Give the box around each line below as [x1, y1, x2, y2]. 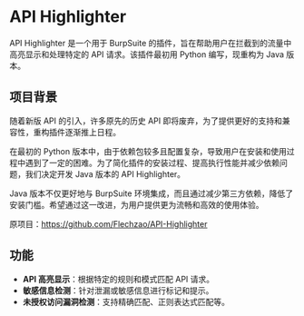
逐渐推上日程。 [64, 126, 121, 137]
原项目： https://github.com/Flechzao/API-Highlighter [9, 218, 208, 229]
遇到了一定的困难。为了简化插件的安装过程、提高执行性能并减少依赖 [25, 157, 279, 168]
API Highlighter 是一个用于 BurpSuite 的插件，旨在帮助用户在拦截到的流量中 [9, 37, 292, 48]
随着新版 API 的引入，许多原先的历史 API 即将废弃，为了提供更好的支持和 [9, 115, 283, 126]
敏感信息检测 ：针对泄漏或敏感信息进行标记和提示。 [22, 284, 214, 296]
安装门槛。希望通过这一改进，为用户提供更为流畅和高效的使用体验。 [9, 199, 264, 210]
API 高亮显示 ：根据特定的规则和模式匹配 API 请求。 [22, 273, 215, 284]
